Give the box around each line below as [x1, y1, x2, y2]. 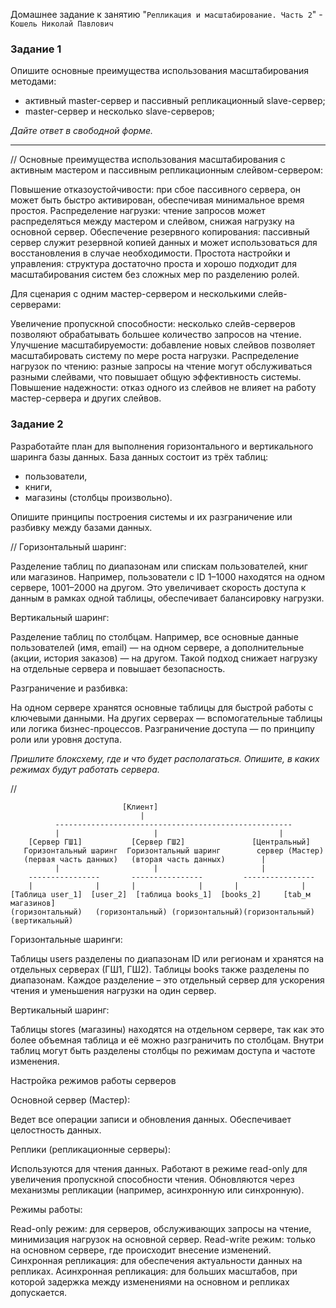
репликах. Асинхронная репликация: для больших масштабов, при [10, 1265, 298, 1277]
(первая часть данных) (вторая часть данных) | [23, 854, 267, 864]
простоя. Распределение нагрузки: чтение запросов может [10, 205, 266, 217]
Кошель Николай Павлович [10, 19, 114, 29]
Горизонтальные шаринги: [10, 933, 123, 945]
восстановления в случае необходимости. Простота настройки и [10, 247, 291, 259]
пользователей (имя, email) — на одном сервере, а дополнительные [10, 641, 305, 653]
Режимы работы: [10, 1203, 83, 1215]
